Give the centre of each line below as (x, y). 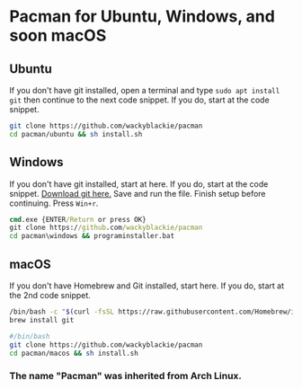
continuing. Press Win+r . (54, 203)
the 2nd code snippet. (50, 295)
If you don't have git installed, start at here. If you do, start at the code (139, 184)
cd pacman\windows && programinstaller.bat (92, 236)
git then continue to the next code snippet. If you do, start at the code (139, 100)
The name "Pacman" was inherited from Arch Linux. (126, 376)
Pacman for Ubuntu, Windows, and (142, 17)
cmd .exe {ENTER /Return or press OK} (78, 219)
